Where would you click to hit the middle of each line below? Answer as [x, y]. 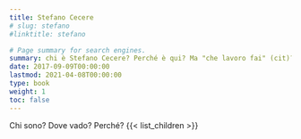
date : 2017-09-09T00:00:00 [60, 67]
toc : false [30, 100]
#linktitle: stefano [48, 34]
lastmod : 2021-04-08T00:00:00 [66, 75]
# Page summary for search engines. [77, 50]
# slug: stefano [39, 26]
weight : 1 [28, 91]
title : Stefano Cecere [52, 17]
